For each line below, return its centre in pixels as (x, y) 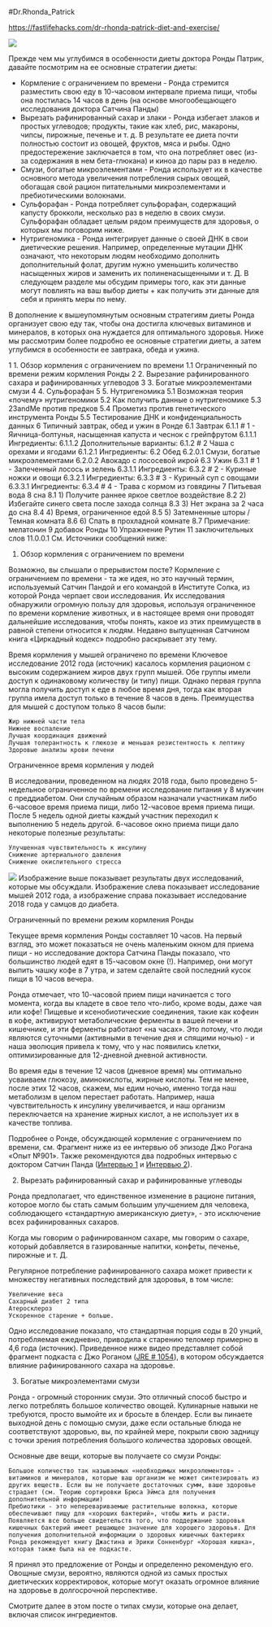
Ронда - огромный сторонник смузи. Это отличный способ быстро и (128, 1397)
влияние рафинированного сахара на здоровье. (92, 1365)
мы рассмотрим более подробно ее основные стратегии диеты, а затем (135, 341)
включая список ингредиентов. (63, 1614)
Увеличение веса (36, 1294)
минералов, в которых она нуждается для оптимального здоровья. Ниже (136, 332)
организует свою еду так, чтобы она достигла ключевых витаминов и (130, 324)
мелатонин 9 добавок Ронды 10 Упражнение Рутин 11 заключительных (131, 529)
